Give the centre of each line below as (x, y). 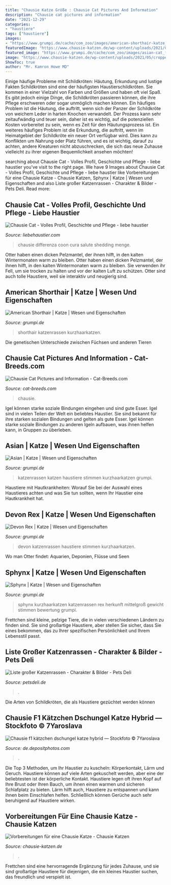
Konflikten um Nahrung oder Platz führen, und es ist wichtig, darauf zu (79, 141)
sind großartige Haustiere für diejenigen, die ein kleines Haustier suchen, (82, 872)
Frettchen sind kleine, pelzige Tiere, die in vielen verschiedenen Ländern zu (84, 620)
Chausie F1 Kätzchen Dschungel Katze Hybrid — (84, 718)
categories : (18, 24)
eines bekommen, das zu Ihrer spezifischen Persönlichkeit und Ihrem (78, 631)
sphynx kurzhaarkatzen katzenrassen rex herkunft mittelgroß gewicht (91, 604)
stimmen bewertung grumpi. (47, 610)
